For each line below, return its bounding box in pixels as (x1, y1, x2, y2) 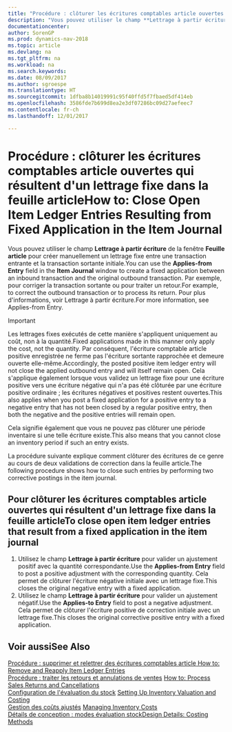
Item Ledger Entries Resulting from (8, 207, 212, 223)
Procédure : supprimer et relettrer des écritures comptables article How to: (8, 659, 220, 667)
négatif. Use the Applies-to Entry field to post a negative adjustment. (17, 599, 213, 607)
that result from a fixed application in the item (8, 525, 207, 538)
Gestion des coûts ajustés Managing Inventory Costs (8, 703, 158, 711)
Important (8, 316, 36, 325)
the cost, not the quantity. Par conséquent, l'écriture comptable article (8, 344, 207, 352)
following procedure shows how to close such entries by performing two (8, 466, 214, 474)
